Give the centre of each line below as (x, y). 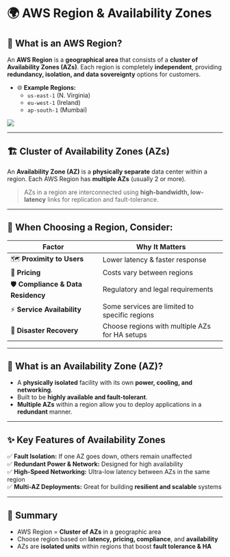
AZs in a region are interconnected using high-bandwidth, (106, 192)
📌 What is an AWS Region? (65, 43)
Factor (53, 246)
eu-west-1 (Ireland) (54, 103)
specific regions (128, 315)
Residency (28, 295)
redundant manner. (44, 412)
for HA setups (125, 335)
